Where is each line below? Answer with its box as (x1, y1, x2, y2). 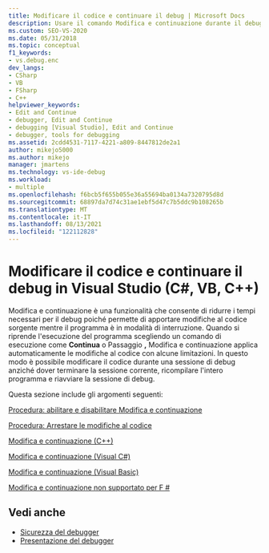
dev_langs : (8, 64, 45, 72)
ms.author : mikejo (8, 153, 70, 161)
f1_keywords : (8, 49, 52, 57)
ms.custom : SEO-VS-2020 (8, 26, 88, 34)
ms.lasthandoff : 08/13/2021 (8, 220, 102, 228)
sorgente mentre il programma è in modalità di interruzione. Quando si (8, 322, 240, 333)
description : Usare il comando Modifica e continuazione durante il (8, 19, 242, 27)
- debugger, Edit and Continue (8, 116, 113, 124)
